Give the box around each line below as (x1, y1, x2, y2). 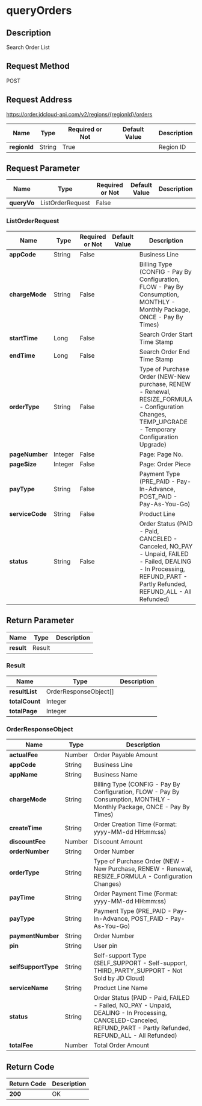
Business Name (93, 771, 138, 779)
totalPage (9, 707, 38, 715)
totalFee (9, 1041, 34, 1050)
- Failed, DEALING (139, 557, 191, 565)
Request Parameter (6, 164, 80, 174)
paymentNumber (9, 932, 59, 940)
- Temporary (139, 425, 176, 433)
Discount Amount (93, 837, 143, 846)
